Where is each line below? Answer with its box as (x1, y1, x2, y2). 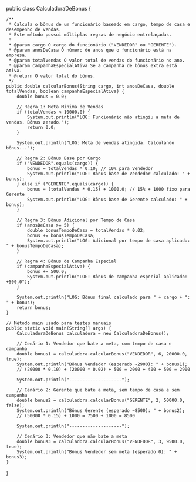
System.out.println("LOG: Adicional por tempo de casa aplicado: (27, 238, 191, 244)
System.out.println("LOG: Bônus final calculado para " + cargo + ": (16, 294, 191, 300)
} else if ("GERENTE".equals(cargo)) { (16, 181, 114, 187)
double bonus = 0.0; (16, 94, 67, 99)
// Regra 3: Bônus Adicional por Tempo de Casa (16, 217, 135, 223)
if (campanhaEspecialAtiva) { (16, 264, 91, 270)
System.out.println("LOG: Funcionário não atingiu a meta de (27, 114, 180, 120)
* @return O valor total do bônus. (8, 73, 96, 79)
